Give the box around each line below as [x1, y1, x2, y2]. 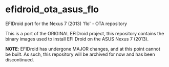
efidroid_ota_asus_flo [5, 4, 99, 15]
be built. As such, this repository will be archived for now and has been [5, 51, 155, 57]
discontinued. [5, 56, 34, 62]
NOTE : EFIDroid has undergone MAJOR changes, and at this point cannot [5, 46, 160, 52]
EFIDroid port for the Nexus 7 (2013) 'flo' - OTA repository [5, 20, 127, 27]
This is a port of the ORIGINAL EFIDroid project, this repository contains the [5, 30, 164, 36]
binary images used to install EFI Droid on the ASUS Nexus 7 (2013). [5, 36, 149, 42]
